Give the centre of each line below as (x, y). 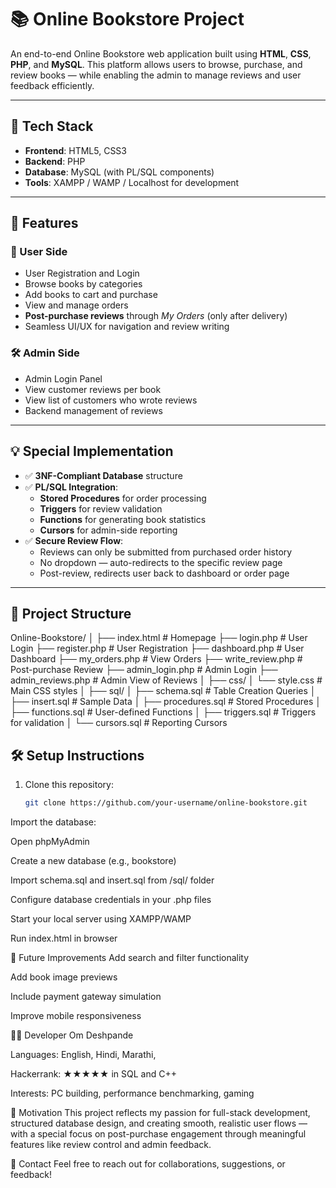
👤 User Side (39, 252)
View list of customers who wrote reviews (111, 400)
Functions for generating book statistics (123, 519)
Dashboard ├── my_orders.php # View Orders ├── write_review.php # (156, 659)
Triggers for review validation (101, 508)
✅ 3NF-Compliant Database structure (103, 475)
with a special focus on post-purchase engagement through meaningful (158, 1134)
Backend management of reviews (93, 410)
